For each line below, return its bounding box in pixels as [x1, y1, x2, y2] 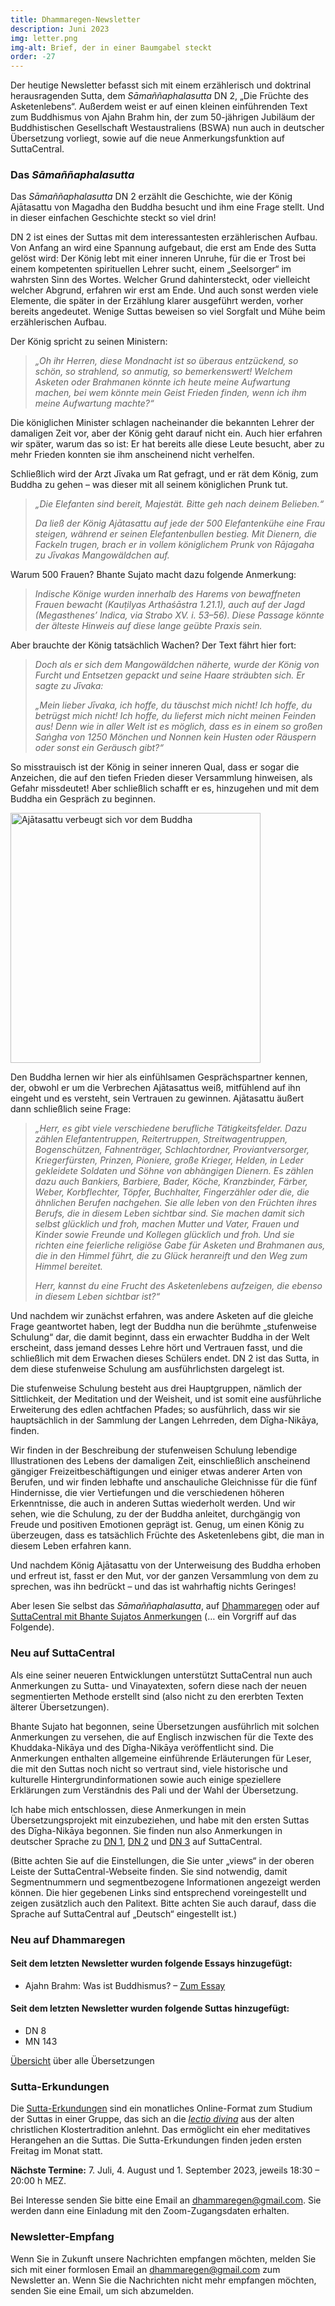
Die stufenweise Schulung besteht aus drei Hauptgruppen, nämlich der [10, 1382, 303, 1395]
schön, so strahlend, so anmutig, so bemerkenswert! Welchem [34, 366, 293, 378]
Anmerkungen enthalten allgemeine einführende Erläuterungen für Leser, [10, 1752, 312, 1764]
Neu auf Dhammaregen [10, 1932, 126, 1946]
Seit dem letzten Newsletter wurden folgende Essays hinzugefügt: [10, 1957, 293, 1970]
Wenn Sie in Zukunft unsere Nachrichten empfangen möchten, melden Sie [10, 2252, 317, 2265]
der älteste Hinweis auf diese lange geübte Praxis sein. [34, 620, 263, 632]
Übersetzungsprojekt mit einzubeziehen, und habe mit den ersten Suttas [10, 1814, 310, 1826]
